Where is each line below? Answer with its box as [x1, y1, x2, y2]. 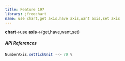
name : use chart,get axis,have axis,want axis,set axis [5, 16, 120, 21]
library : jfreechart [5, 12, 47, 16]
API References [5, 40, 37, 46]
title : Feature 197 [5, 7, 45, 12]
